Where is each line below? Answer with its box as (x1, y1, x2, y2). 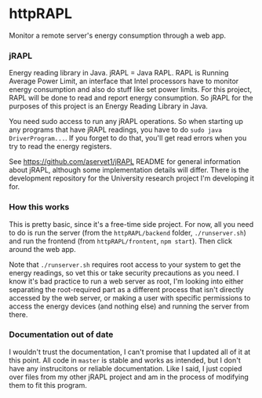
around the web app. (9, 244, 77, 254)
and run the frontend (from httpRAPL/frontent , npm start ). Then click (9, 236, 232, 246)
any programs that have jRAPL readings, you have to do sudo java (9, 125, 223, 134)
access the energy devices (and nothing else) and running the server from (9, 301, 249, 311)
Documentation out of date (9, 329, 114, 340)
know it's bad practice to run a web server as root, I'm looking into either (9, 276, 244, 286)
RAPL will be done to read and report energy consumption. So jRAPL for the (9, 93, 253, 103)
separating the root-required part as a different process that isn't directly (9, 284, 244, 294)
